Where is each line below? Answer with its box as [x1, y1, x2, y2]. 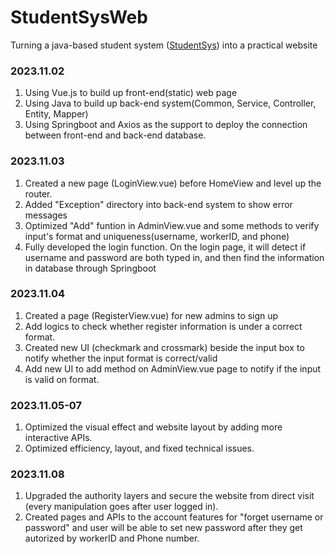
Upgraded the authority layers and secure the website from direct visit [24, 490, 315, 502]
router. [24, 187, 53, 200]
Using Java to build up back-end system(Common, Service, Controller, [24, 97, 317, 110]
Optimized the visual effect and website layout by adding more [24, 421, 283, 433]
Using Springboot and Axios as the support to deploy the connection [24, 119, 308, 131]
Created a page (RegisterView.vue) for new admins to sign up [24, 309, 279, 321]
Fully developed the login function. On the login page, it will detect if [24, 241, 307, 253]
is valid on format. [24, 373, 100, 385]
